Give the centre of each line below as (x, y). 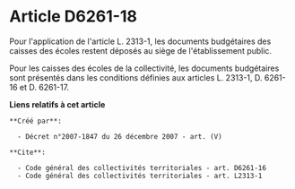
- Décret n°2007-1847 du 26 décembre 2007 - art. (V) (120, 136)
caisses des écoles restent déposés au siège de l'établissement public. (140, 50)
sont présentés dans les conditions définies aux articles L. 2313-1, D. (136, 77)
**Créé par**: (36, 121)
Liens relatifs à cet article (57, 104)
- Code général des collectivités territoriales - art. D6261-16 (142, 168)
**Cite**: (28, 152)
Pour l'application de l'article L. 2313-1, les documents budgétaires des (140, 41)
